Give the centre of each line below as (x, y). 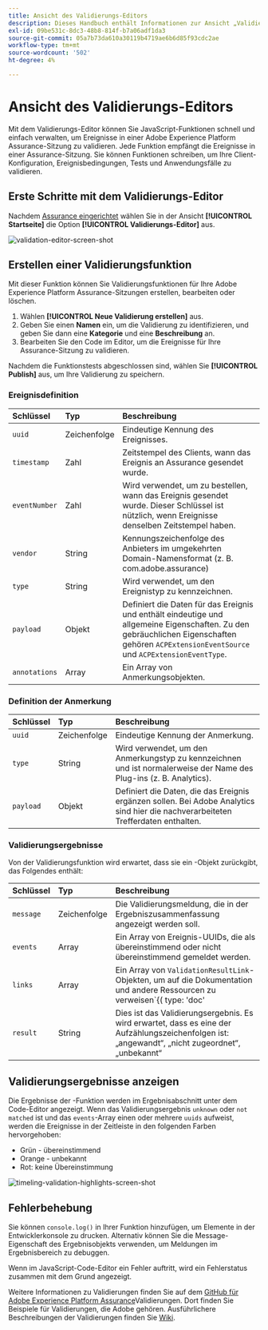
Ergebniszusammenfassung (167, 914)
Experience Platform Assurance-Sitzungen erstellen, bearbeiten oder (122, 293)
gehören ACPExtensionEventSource (186, 644)
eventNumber (35, 505)
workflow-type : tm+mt (44, 46)
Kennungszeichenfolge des (173, 538)
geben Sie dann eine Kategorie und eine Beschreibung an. (117, 333)
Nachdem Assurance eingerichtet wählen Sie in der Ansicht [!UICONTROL (130, 216)
